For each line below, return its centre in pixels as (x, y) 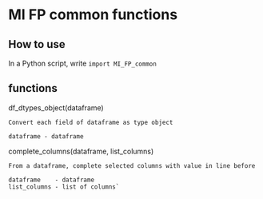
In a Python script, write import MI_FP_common (83, 63)
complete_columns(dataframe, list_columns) (81, 151)
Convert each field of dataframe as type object (91, 122)
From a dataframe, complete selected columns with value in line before (132, 165)
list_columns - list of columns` (64, 187)
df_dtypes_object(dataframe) (56, 107)
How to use (37, 44)
